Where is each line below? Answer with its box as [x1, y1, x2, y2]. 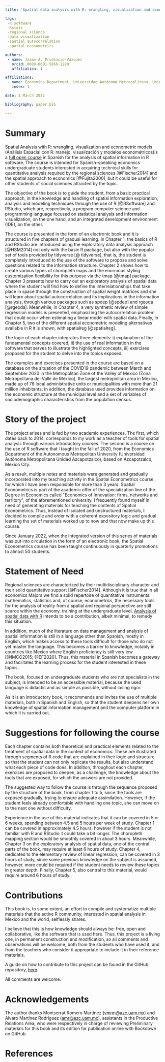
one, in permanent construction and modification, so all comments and [5, 936, 148, 942]
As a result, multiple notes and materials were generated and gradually [5, 471, 148, 477]
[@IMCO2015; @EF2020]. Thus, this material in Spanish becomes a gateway [5, 654, 160, 660]
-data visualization [7, 34, 50, 39]
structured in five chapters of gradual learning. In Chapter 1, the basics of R [5, 236, 158, 242]
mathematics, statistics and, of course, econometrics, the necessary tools [5, 598, 155, 604]
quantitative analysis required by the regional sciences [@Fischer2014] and [5, 170, 158, 176]
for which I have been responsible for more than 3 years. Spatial [5, 481, 135, 487]
